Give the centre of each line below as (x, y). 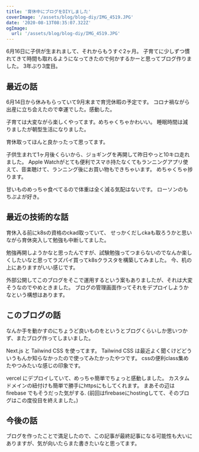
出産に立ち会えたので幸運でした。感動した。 (61, 109)
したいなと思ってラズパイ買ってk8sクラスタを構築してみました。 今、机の (102, 260)
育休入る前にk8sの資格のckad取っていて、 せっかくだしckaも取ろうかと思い (99, 232)
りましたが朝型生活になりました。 (48, 129)
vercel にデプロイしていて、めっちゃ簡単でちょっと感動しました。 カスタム (98, 378)
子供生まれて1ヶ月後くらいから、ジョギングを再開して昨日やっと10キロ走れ (98, 154)
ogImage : (17, 28)
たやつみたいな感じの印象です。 (45, 366)
